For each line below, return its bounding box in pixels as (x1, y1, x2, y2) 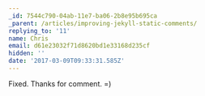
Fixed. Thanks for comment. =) (8, 78, 112, 89)
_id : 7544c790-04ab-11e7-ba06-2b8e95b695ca (8, 11, 158, 20)
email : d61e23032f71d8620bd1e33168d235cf (8, 42, 151, 50)
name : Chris (8, 34, 49, 43)
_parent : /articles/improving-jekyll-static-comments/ (8, 19, 198, 27)
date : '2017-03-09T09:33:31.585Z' (8, 57, 126, 65)
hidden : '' (8, 49, 45, 57)
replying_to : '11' (8, 27, 70, 35)
